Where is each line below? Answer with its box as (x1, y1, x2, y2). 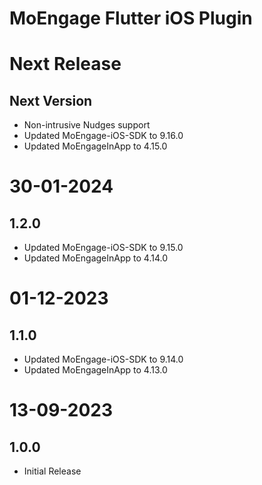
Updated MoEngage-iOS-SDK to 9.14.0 (23, 353, 184, 366)
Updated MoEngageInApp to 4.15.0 (23, 140, 168, 152)
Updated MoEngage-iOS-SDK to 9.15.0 (23, 242, 184, 254)
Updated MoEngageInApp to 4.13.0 (23, 364, 168, 376)
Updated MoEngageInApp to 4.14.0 (23, 252, 168, 264)
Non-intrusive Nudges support (23, 119, 151, 131)
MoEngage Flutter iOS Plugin (9, 7, 253, 30)
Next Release (9, 53, 122, 76)
